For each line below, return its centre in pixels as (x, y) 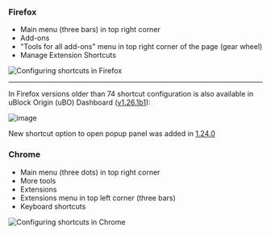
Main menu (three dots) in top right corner (90, 172)
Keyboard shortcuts (53, 206)
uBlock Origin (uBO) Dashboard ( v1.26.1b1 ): (79, 102)
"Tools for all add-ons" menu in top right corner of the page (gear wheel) (141, 47)
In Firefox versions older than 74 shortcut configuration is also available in (131, 94)
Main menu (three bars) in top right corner (90, 30)
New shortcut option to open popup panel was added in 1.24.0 (112, 134)
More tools (38, 180)
